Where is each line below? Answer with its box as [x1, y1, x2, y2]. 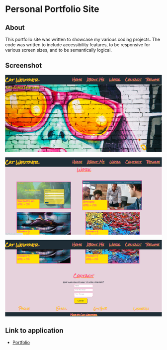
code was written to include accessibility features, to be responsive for [5, 42, 151, 48]
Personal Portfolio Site [5, 3, 99, 15]
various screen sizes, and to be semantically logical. [5, 47, 112, 53]
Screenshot [5, 61, 42, 70]
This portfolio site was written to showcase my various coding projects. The [5, 36, 161, 42]
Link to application [5, 326, 64, 335]
